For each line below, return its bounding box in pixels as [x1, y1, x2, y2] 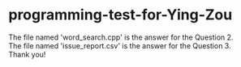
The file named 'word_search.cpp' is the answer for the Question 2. [8, 32, 234, 42]
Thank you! [8, 49, 46, 59]
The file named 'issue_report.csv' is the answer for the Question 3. [8, 40, 231, 50]
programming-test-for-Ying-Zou [8, 6, 233, 24]
